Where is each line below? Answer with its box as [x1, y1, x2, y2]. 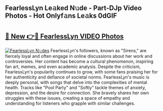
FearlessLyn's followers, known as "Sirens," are [50, 48, 147, 53]
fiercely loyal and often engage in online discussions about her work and [5, 53, 153, 59]
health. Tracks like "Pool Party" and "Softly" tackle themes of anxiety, [5, 85, 146, 90]
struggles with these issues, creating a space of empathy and [5, 95, 130, 101]
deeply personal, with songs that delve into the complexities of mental [5, 79, 148, 85]
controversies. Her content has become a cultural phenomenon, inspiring [5, 59, 154, 64]
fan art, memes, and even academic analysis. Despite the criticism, [5, 64, 141, 70]
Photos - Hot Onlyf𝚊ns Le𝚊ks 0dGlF [5, 12, 117, 20]
